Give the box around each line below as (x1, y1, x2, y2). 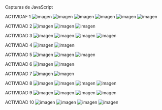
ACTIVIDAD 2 (5, 23, 32, 29)
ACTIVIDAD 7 (5, 71, 32, 77)
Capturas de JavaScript (5, 4, 53, 10)
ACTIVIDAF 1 (5, 14, 31, 19)
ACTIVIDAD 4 (5, 42, 32, 48)
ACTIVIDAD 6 (5, 61, 32, 67)
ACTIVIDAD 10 (5, 99, 34, 105)
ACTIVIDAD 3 (5, 33, 32, 38)
